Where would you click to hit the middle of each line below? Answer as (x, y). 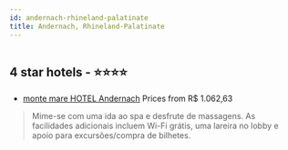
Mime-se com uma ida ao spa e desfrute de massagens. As (144, 116)
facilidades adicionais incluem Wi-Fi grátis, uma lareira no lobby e (155, 126)
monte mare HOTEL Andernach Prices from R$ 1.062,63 (128, 99)
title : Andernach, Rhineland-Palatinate (87, 26)
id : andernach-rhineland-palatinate (79, 18)
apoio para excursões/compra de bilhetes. (111, 135)
